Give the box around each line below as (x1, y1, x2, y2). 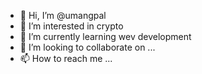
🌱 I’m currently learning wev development (19, 31, 192, 42)
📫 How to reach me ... (19, 53, 113, 64)
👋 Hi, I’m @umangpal (19, 10, 107, 21)
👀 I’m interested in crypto (19, 20, 124, 32)
